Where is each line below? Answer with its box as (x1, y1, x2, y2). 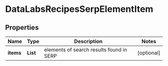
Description (74, 38, 103, 45)
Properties (5, 23, 39, 32)
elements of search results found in (44, 46, 127, 53)
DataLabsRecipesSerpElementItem (5, 3, 153, 15)
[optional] (137, 50, 160, 56)
